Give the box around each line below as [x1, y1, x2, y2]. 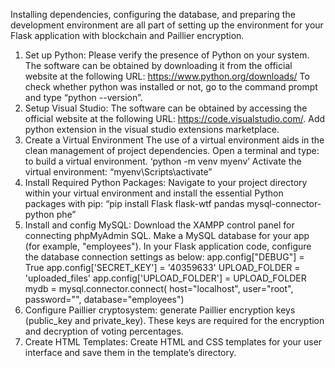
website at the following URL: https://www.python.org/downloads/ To [24, 70, 310, 82]
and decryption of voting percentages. [24, 325, 184, 337]
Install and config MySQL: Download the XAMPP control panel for [24, 219, 295, 231]
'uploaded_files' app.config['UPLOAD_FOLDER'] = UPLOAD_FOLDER [24, 272, 307, 284]
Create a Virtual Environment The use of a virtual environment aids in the [24, 134, 325, 146]
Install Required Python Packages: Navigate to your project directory [24, 177, 308, 188]
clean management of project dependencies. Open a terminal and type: [24, 145, 320, 156]
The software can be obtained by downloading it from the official [24, 60, 293, 71]
